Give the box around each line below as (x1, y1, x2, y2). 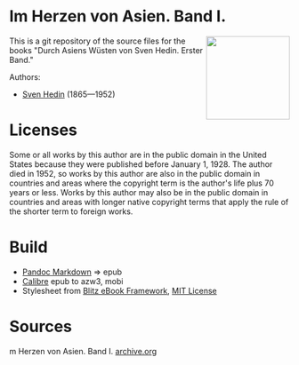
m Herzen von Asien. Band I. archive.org (9, 345, 158, 356)
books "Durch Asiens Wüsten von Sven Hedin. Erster (9, 44, 203, 55)
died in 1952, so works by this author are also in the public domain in (9, 168, 261, 179)
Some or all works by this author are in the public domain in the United (9, 149, 267, 160)
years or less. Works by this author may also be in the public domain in (9, 186, 269, 197)
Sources (9, 317, 73, 337)
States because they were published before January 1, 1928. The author (9, 158, 273, 170)
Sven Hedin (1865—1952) (21, 89, 116, 99)
